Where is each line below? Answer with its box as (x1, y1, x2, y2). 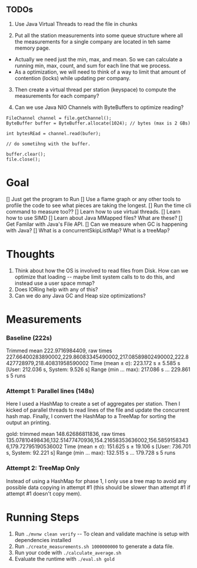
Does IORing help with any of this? (14, 285, 98, 293)
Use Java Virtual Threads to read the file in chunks (14, 20, 138, 27)
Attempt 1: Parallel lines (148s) (6, 387, 95, 395)
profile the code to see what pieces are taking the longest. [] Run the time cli (6, 202, 192, 209)
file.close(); (6, 156, 41, 162)
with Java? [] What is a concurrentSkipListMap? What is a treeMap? (6, 226, 170, 234)
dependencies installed (14, 536, 72, 543)
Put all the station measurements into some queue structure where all (14, 32, 183, 39)
